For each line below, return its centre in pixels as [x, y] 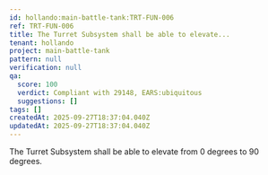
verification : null [46, 68]
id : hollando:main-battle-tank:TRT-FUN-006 [92, 17]
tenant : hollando [42, 43]
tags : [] [26, 109]
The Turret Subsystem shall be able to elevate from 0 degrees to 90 [134, 152]
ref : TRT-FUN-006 [42, 26]
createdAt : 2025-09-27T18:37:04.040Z [80, 118]
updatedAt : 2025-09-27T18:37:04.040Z [80, 127]
